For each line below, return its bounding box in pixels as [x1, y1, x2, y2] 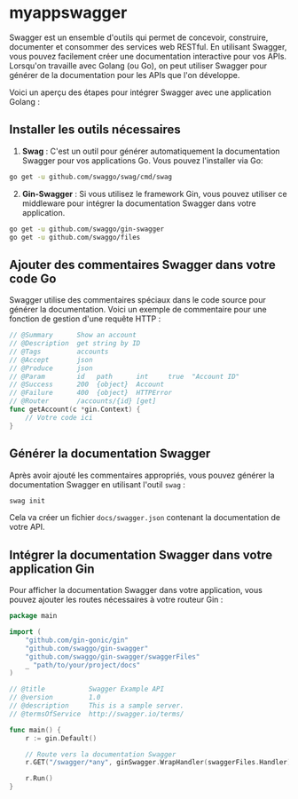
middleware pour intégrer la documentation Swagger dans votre [21, 198, 256, 209]
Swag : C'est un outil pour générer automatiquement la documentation [21, 146, 281, 156]
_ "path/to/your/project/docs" [25, 661, 141, 669]
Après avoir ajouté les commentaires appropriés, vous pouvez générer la [9, 470, 275, 480]
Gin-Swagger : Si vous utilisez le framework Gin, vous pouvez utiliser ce [21, 188, 287, 199]
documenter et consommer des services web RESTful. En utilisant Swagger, [9, 41, 287, 51]
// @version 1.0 [9, 693, 101, 702]
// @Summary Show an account [9, 331, 137, 340]
